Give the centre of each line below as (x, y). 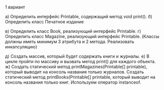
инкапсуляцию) (21, 47)
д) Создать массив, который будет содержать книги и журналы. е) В (77, 56)
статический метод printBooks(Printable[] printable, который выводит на (80, 77)
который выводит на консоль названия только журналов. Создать (75, 72)
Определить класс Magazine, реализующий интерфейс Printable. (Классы (82, 36)
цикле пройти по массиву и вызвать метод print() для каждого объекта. (81, 61)
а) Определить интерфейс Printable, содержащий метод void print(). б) (79, 16)
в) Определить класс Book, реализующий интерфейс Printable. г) (73, 31)
